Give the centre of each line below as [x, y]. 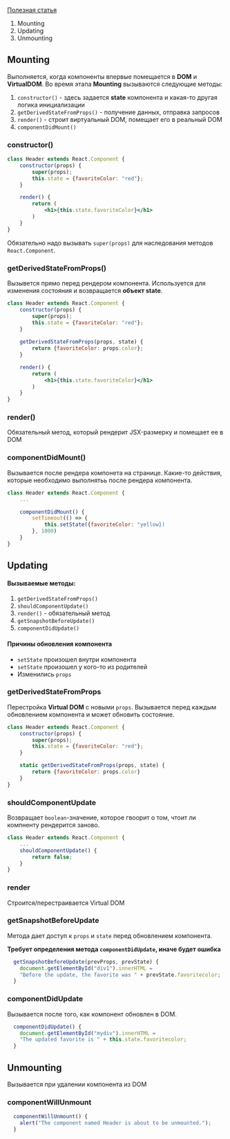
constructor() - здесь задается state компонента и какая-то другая [117, 97]
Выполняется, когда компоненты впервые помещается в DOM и [102, 76]
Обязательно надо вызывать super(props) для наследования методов [110, 242]
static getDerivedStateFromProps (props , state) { [93, 766]
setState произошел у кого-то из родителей [82, 666]
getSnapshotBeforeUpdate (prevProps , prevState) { [86, 962]
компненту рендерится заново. [54, 825]
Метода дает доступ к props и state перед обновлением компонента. [110, 935]
